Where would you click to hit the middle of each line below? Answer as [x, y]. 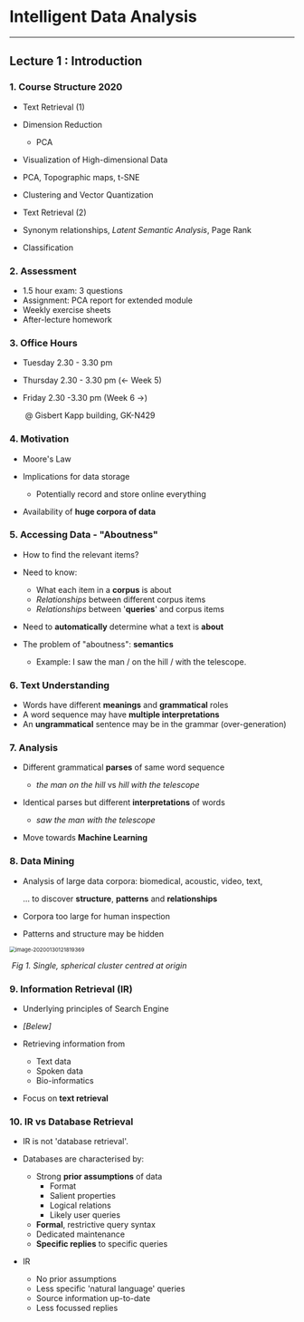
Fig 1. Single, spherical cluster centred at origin [99, 965]
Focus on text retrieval [65, 1098]
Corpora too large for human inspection [96, 916]
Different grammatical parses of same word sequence [123, 767]
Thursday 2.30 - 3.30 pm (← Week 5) [92, 380]
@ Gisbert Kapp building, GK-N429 [90, 415]
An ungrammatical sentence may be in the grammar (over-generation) [154, 724]
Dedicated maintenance [80, 1234]
